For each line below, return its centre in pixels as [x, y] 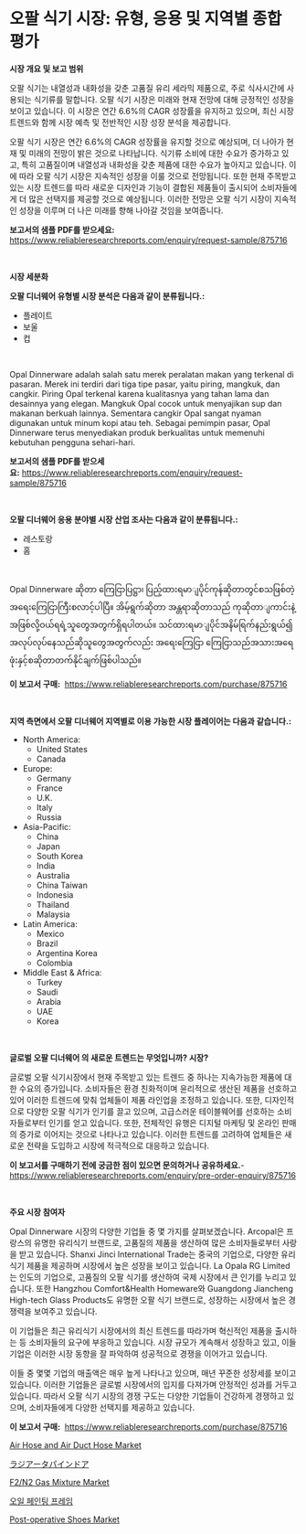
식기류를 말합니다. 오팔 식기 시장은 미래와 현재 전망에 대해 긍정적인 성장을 [164, 99]
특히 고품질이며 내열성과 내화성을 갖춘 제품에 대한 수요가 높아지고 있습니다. [154, 165]
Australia [53, 875]
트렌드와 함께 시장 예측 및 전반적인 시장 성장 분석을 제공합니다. [120, 122]
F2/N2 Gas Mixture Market [59, 1482]
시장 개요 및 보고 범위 [47, 69]
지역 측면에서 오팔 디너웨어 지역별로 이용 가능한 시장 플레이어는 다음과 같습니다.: [151, 721]
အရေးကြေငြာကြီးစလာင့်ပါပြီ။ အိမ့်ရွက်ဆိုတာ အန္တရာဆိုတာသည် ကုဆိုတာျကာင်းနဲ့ [153, 607]
